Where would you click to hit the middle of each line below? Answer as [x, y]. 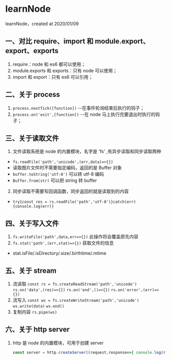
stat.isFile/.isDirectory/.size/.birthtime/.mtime [60, 253]
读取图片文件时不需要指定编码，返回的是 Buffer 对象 [67, 168]
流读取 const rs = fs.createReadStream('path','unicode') [75, 284]
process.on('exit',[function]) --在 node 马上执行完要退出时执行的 [84, 114]
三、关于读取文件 [32, 138]
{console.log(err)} [33, 207]
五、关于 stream [31, 270]
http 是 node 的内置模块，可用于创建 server [58, 343]
